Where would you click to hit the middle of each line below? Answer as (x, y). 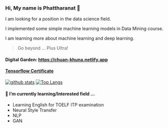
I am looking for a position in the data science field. (58, 19)
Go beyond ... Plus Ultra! (43, 48)
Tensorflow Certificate (29, 71)
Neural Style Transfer (34, 110)
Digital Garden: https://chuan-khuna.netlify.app (57, 59)
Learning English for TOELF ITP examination (58, 105)
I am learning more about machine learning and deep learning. (70, 38)
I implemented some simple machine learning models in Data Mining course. (84, 29)
